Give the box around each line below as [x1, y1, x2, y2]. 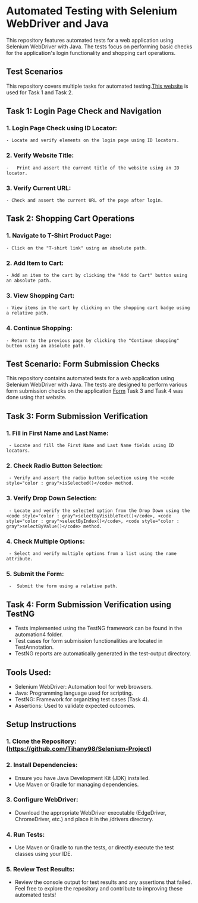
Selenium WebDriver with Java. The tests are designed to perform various [6, 381, 188, 389]
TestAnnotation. [14, 643, 54, 651]
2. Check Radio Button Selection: [6, 461, 103, 470]
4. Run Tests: [6, 830, 45, 839]
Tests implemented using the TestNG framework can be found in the [14, 625, 183, 632]
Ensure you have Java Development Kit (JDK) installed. [14, 774, 150, 781]
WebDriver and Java [6, 17, 109, 30]
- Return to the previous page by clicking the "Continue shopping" [6, 337, 180, 344]
